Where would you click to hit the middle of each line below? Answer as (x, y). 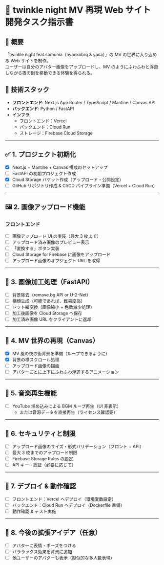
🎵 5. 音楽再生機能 (31, 394)
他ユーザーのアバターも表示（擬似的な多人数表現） (63, 558)
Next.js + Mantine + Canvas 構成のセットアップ (60, 167)
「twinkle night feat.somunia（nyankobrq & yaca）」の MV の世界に (72, 55)
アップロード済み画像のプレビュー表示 (51, 242)
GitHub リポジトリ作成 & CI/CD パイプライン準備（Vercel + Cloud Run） (85, 185)
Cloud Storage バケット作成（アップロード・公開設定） (68, 180)
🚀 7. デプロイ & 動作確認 (41, 486)
